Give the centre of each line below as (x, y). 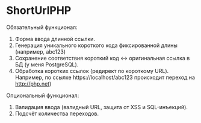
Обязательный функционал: (42, 27)
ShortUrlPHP (39, 11)
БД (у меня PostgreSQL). (47, 65)
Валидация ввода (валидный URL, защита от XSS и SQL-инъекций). (101, 107)
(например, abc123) (40, 51)
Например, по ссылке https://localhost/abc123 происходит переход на (105, 77)
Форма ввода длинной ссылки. (55, 39)
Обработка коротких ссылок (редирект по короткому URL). (92, 71)
